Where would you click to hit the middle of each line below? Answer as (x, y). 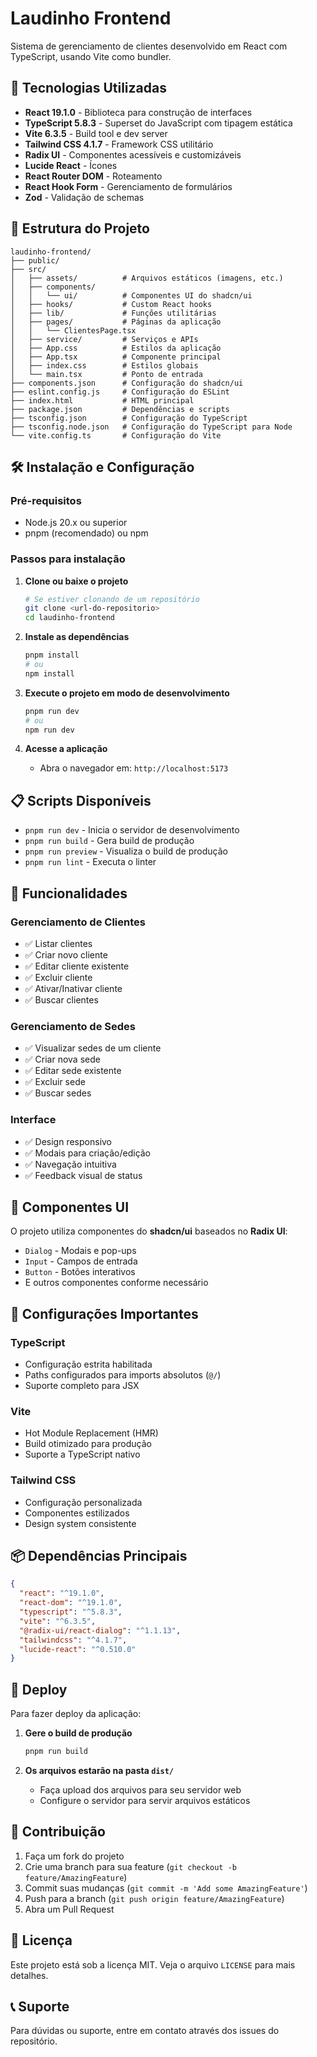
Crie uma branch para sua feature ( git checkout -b (130, 1866)
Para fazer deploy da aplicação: (76, 1714)
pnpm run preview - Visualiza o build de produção (126, 851)
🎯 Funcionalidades (69, 893)
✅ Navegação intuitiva (70, 1164)
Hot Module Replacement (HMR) (91, 1433)
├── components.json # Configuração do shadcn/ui (127, 383)
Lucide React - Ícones (71, 165)
